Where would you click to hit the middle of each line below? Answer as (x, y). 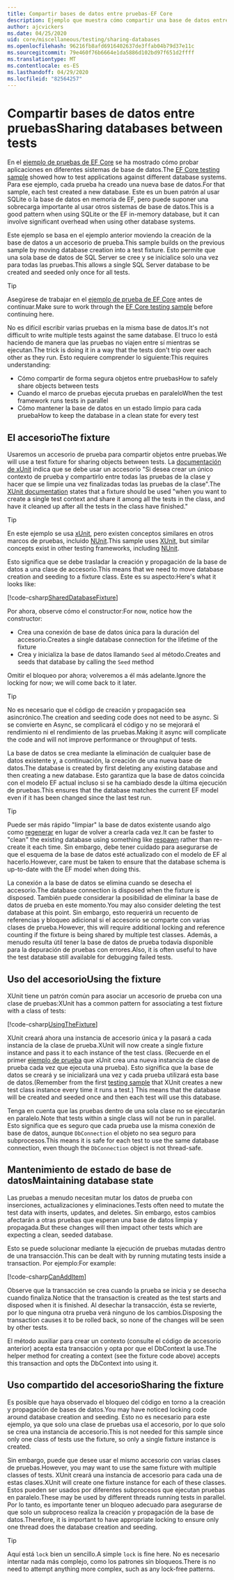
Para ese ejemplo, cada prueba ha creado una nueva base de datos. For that (116, 184)
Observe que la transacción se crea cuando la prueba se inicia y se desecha (117, 1290)
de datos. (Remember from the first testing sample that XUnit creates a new (115, 1082)
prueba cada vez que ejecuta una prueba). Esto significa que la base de (110, 1067)
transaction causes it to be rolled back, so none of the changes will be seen (116, 1320)
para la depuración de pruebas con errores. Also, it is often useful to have (112, 950)
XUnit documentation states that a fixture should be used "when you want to (117, 492)
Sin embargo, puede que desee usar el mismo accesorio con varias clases (114, 1460)
